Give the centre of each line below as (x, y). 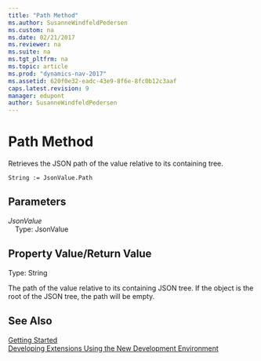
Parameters (37, 202)
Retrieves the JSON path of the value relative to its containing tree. (116, 164)
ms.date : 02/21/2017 (42, 37)
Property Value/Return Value (80, 254)
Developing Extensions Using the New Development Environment (114, 348)
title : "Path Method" (43, 15)
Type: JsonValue (42, 229)
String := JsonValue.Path (50, 178)
